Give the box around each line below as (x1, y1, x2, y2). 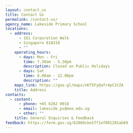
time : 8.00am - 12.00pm (23, 73, 74, 78)
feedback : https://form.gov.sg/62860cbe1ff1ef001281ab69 (5, 120, 128, 125)
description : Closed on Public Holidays (23, 64, 110, 69)
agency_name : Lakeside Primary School (5, 21, 87, 27)
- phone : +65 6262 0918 (18, 102, 70, 107)
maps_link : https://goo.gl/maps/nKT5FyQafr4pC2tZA (14, 82, 124, 87)
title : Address (14, 87, 47, 93)
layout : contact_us (5, 7, 47, 13)
